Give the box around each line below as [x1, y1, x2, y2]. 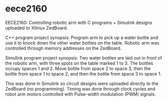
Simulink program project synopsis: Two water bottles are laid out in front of [5, 54, 162, 60]
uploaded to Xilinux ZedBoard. [5, 24, 68, 30]
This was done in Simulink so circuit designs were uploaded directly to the [5, 80, 159, 86]
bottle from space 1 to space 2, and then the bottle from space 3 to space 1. [5, 70, 161, 76]
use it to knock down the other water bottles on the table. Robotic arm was [5, 39, 159, 45]
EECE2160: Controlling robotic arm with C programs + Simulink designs [5, 19, 152, 25]
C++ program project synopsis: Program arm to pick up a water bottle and [5, 34, 158, 40]
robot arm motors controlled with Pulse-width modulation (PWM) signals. [5, 91, 156, 97]
